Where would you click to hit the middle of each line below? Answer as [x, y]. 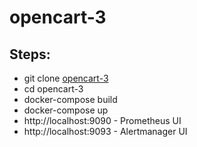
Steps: [30, 54]
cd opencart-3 [53, 89]
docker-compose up [66, 110]
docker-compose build [70, 99]
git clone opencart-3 [66, 78]
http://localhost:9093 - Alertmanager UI [105, 131]
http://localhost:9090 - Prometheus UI [102, 120]
